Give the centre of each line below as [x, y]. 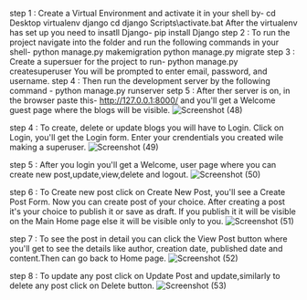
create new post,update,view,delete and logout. [99, 174]
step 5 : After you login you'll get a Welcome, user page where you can [143, 165]
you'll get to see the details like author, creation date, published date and [146, 248]
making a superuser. [48, 147]
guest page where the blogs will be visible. [90, 110]
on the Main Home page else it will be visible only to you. [116, 221]
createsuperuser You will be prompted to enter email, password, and [138, 71]
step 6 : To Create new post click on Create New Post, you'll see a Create [148, 192]
